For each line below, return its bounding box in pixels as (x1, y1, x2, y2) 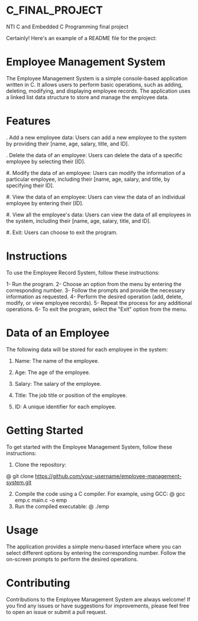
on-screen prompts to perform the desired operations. (6, 555, 139, 563)
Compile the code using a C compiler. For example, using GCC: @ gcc (14, 490, 186, 497)
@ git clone (6, 472, 34, 479)
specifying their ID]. (6, 181, 54, 189)
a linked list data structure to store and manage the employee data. (6, 93, 170, 100)
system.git (6, 479, 32, 486)
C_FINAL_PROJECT (6, 4, 103, 17)
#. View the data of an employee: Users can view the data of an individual (6, 193, 186, 200)
